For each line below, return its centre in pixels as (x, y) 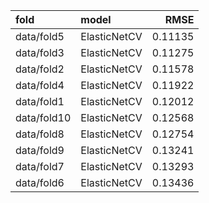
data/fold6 (40, 182)
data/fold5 (40, 36)
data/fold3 (40, 52)
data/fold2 (40, 69)
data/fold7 (40, 166)
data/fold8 (40, 134)
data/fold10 (43, 117)
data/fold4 (40, 85)
